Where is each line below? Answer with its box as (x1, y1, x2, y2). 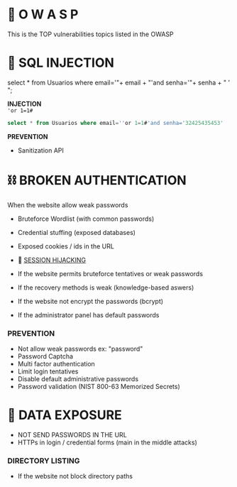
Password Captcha (17, 351, 73, 361)
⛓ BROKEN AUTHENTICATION (7, 172, 187, 188)
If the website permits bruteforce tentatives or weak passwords (17, 269, 204, 278)
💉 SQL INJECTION (7, 55, 115, 71)
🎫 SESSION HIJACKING (17, 256, 87, 264)
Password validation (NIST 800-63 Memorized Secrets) (17, 382, 181, 390)
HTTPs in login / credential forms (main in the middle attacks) (17, 438, 197, 447)
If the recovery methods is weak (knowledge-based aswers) (17, 283, 194, 292)
